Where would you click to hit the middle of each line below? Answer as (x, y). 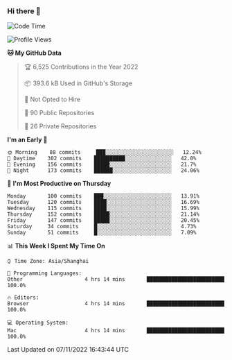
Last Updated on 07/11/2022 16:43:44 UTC (68, 350)
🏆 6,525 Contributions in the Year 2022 (81, 67)
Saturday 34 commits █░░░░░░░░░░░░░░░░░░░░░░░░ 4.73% (102, 227)
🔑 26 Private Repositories (60, 126)
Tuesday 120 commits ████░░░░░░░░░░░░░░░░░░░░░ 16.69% (103, 203)
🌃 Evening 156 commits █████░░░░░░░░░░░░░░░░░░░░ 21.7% (102, 165)
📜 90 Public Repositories (59, 113)
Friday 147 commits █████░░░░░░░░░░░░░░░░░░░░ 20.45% (103, 221)
